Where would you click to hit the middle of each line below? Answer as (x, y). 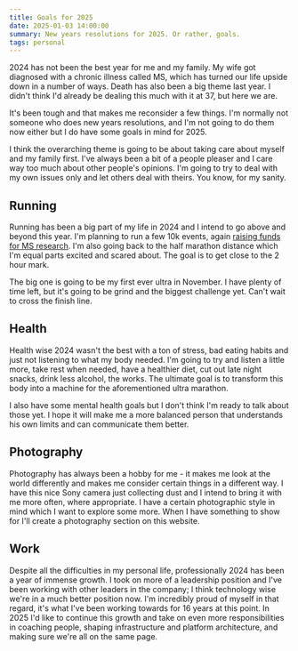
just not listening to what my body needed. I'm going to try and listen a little (147, 359)
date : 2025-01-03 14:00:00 (59, 26)
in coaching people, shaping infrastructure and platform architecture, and (144, 627)
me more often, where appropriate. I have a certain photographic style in (142, 502)
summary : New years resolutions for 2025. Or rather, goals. (125, 34)
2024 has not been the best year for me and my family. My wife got (133, 68)
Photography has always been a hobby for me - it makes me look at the (140, 473)
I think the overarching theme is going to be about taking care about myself (147, 149)
